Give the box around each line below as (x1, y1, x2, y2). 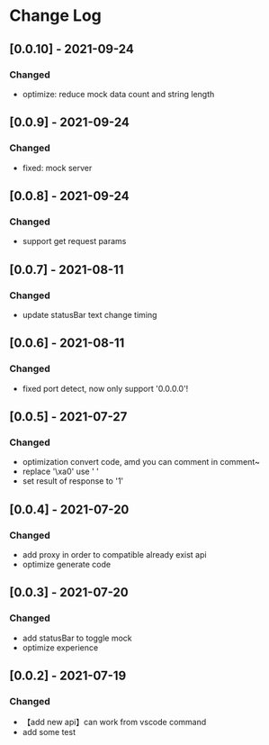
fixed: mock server (22, 162, 93, 173)
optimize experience (22, 641, 99, 653)
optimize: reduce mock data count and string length (22, 88, 215, 99)
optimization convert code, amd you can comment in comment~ (22, 457, 261, 468)
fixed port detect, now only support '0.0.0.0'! (22, 383, 189, 394)
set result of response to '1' (22, 476, 124, 486)
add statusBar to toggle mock (22, 632, 132, 643)
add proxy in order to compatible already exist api (22, 550, 207, 559)
